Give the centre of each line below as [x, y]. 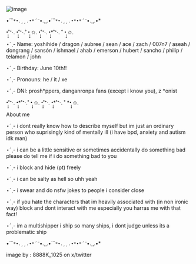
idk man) [17, 138]
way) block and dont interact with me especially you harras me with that [94, 208]
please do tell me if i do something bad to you [62, 156]
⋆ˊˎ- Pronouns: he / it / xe [37, 79]
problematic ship [26, 232]
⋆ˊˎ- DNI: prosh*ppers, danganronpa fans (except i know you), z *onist [92, 91]
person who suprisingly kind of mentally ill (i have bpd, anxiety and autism [96, 132]
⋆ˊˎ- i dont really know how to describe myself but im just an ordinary [90, 126]
